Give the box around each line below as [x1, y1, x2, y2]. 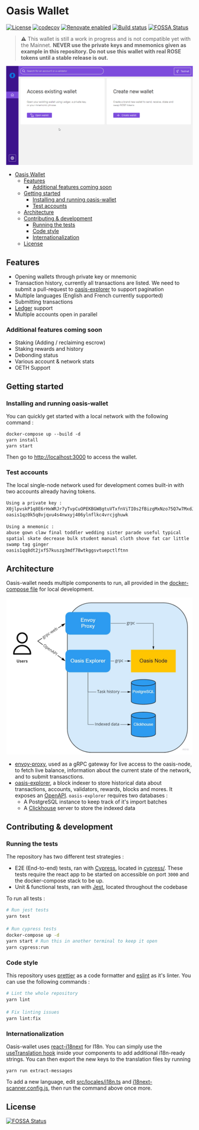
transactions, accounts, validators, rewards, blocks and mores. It [14, 786, 173, 793]
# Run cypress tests [6, 926, 57, 931]
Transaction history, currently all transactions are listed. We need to [14, 280, 180, 286]
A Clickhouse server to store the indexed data [23, 805, 136, 812]
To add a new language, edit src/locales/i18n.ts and [6, 1078, 131, 1086]
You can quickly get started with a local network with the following [6, 412, 169, 420]
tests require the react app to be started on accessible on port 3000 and [14, 871, 190, 878]
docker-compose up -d [6, 932, 60, 938]
